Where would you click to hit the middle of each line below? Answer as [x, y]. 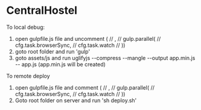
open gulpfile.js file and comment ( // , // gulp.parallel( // [85, 87]
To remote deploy [28, 76]
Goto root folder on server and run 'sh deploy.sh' [76, 100]
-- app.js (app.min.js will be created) [60, 64]
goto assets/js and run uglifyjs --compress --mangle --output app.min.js [105, 58]
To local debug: [26, 27]
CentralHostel [42, 11]
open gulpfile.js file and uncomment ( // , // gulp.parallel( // [88, 38]
